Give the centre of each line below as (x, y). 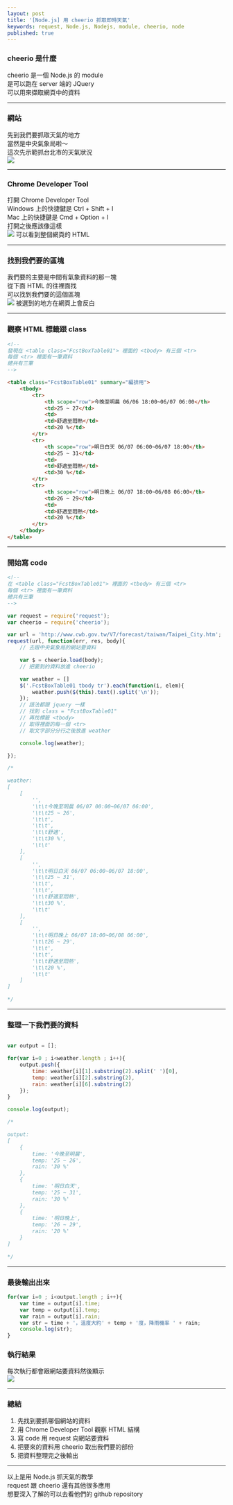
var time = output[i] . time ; (60, 1303)
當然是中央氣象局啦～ (37, 143)
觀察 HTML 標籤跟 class (47, 329)
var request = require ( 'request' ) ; (59, 616)
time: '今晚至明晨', (59, 1154)
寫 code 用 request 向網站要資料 (63, 1438)
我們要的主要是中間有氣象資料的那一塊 (62, 277)
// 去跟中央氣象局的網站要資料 (58, 648)
